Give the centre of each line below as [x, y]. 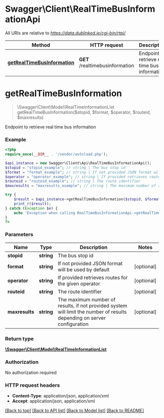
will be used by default [84, 269]
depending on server [82, 318]
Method [41, 45]
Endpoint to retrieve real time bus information [51, 127]
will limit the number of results [92, 312]
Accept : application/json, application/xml [53, 401]
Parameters [19, 234]
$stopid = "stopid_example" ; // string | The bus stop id [65, 167]
